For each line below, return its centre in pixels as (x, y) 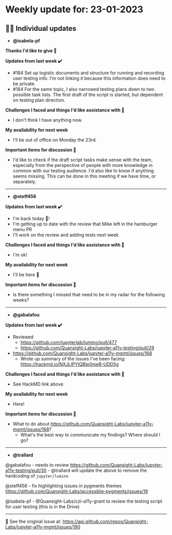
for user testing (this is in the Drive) (42, 507)
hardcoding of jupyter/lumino (37, 476)
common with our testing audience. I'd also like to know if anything (83, 171)
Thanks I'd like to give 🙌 (31, 51)
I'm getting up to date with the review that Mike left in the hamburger (85, 224)
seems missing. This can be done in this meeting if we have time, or (84, 176)
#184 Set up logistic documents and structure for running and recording (89, 73)
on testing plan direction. (39, 100)
